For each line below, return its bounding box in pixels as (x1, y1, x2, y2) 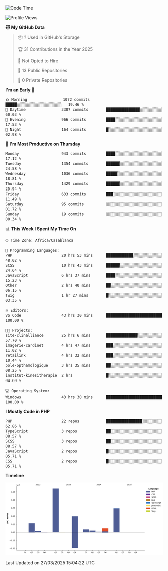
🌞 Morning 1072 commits (5, 97, 90, 102)
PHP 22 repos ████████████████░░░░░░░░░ (5, 419, 163, 424)
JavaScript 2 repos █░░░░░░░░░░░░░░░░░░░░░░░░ (5, 449, 163, 454)
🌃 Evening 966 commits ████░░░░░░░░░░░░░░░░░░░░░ (5, 117, 163, 122)
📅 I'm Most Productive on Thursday (5, 141, 81, 147)
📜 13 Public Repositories (17, 68, 68, 73)
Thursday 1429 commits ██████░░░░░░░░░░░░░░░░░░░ (5, 181, 163, 186)
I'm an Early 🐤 (5, 87, 35, 93)
